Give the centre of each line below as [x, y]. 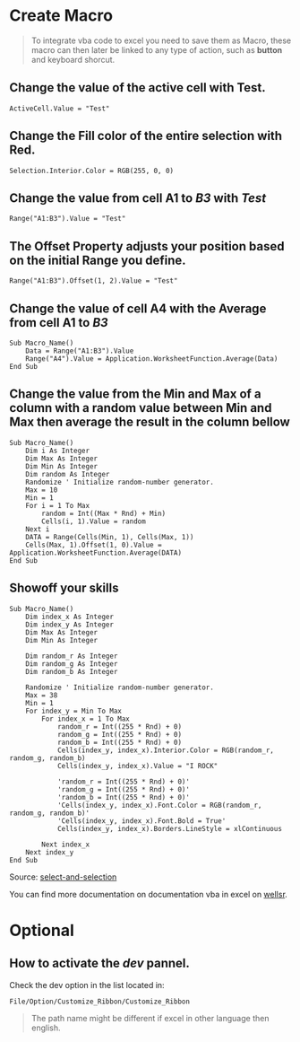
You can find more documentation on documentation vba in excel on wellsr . [149, 894]
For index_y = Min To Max [74, 711]
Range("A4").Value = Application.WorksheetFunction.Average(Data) [152, 359]
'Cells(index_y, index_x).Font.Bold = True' [141, 821]
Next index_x [66, 845]
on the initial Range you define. [98, 260]
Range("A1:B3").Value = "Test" [68, 219]
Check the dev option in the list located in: [87, 985]
